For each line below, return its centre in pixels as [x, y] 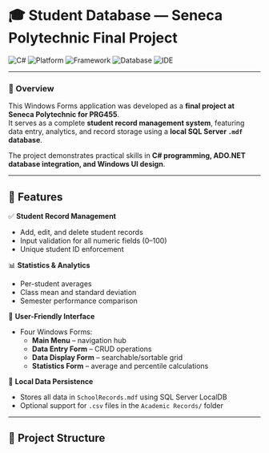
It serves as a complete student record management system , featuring [126, 123]
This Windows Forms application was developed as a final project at [121, 106]
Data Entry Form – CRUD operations [92, 349]
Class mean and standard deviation [78, 293]
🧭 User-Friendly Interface [52, 317]
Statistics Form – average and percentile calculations [120, 366]
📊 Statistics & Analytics [49, 265]
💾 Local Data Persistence [51, 382]
